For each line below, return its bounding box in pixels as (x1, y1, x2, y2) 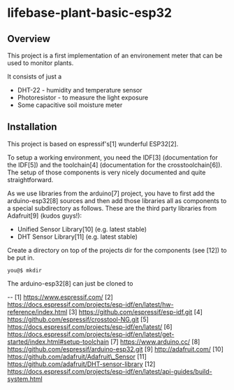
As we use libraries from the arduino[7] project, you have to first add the (7, 189, 215, 197)
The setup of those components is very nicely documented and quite (7, 168, 206, 176)
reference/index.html (7, 307, 68, 316)
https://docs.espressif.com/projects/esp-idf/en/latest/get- (7, 330, 175, 338)
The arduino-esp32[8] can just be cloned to (7, 279, 133, 288)
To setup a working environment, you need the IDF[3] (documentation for (7, 153, 218, 162)
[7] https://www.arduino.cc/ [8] (110, 337, 200, 346)
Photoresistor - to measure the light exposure (17, 93, 149, 102)
